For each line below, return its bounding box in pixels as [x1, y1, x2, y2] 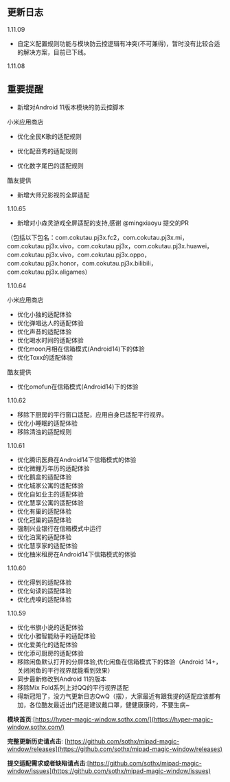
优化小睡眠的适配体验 [16, 419, 78, 427]
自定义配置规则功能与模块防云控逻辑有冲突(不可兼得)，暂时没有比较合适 [16, 39, 221, 47]
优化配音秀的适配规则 [16, 146, 78, 155]
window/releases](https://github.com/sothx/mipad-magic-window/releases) [7, 745, 223, 753]
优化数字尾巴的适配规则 [16, 161, 84, 170]
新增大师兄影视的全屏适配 [16, 191, 90, 199]
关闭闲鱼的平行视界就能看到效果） [16, 666, 114, 674]
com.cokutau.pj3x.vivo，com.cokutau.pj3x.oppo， [7, 250, 151, 259]
